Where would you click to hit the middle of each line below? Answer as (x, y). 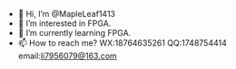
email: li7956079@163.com (68, 56)
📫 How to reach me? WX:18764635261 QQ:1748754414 (122, 43)
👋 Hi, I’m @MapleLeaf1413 (67, 14)
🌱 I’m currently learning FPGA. (74, 33)
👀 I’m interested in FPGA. (64, 23)
